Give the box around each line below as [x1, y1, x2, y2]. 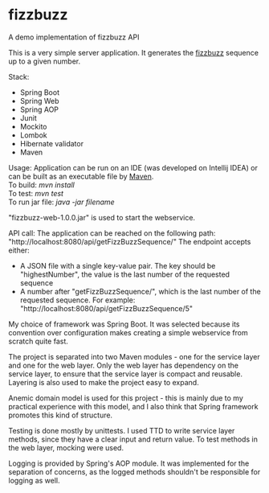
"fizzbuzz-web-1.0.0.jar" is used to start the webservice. [8, 212, 195, 222]
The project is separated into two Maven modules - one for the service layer [8, 351, 260, 361]
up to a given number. [8, 56, 81, 66]
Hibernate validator [19, 138, 84, 148]
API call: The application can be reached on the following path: [8, 228, 216, 238]
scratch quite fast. [8, 336, 68, 346]
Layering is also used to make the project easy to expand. [8, 377, 199, 387]
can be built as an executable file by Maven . [8, 171, 154, 181]
